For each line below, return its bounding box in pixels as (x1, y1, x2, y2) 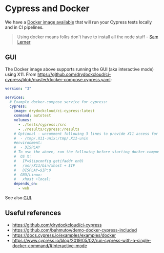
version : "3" (5, 86, 32, 91)
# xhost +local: (14, 177, 51, 182)
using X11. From (5, 71, 37, 77)
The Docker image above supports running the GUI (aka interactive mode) (5, 66, 154, 72)
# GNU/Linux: (14, 172, 42, 177)
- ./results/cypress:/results (18, 127, 80, 132)
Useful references (5, 209, 61, 217)
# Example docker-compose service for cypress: (9, 99, 108, 104)
